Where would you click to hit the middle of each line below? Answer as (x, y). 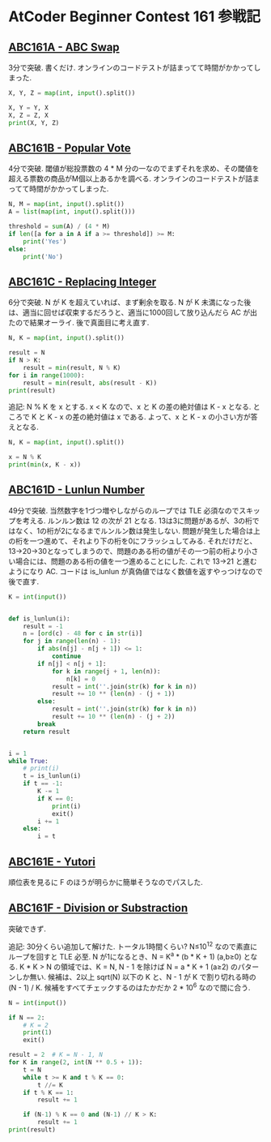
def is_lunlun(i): (39, 618)
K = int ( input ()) (38, 597)
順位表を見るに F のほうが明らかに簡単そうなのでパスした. (106, 882)
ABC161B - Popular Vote (70, 148)
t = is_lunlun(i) (52, 776)
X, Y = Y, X (28, 107)
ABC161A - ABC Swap (64, 47)
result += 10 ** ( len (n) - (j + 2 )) (113, 717)
